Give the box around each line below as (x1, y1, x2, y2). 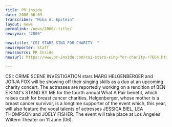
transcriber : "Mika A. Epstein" (5, 17, 74, 22)
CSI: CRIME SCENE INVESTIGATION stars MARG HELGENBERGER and (5, 73, 154, 79)
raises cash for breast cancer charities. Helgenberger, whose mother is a (5, 95, 160, 101)
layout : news (5, 21, 33, 27)
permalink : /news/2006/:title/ (5, 27, 72, 32)
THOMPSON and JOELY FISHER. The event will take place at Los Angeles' (5, 111, 162, 117)
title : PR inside (5, 7, 42, 13)
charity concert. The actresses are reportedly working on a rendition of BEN (5, 84, 165, 90)
